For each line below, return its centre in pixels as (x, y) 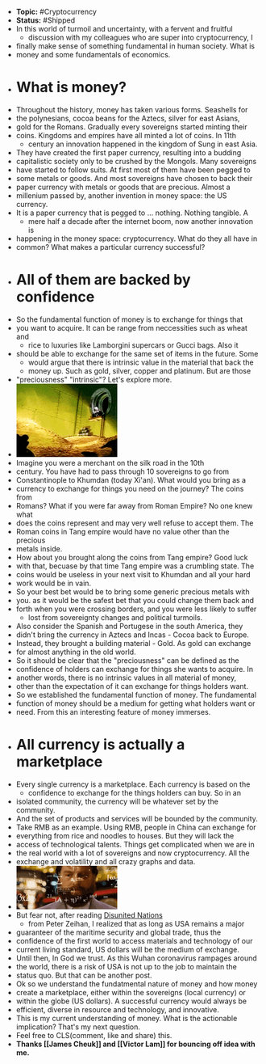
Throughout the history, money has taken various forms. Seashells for (132, 109)
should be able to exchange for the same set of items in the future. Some (137, 353)
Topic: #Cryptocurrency (56, 12)
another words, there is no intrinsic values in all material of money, (126, 678)
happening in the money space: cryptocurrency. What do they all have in (137, 239)
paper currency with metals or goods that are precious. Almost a (123, 187)
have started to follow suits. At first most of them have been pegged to (133, 170)
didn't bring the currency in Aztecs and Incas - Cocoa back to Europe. (133, 635)
